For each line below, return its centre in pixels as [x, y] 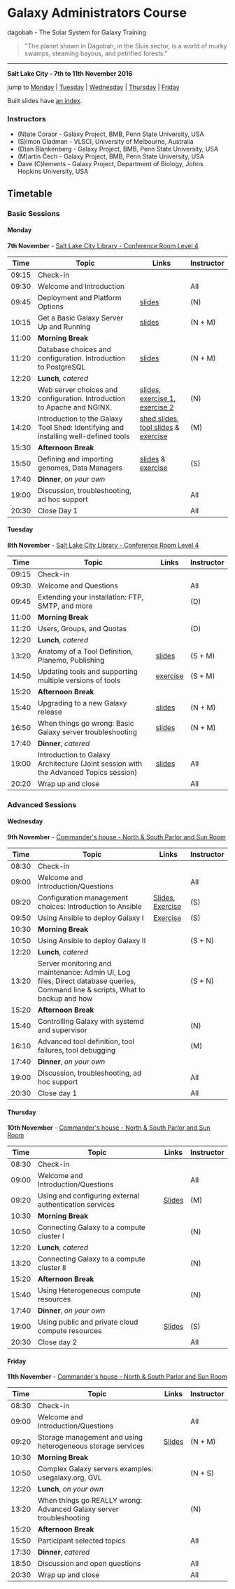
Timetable [30, 193]
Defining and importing [75, 459]
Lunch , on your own [71, 1489]
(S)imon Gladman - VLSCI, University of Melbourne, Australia [105, 142]
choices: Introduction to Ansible [90, 907]
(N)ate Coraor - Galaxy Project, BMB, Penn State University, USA [111, 134]
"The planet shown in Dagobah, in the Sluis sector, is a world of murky [126, 46]
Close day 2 [57, 1342]
